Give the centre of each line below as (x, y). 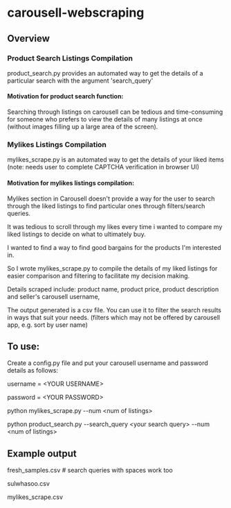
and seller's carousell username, (54, 296)
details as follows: (33, 371)
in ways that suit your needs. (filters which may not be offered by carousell (113, 317)
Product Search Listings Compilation (70, 58)
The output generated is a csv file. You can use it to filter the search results (114, 310)
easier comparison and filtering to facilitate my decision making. (99, 276)
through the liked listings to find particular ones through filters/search (106, 205)
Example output (42, 454)
